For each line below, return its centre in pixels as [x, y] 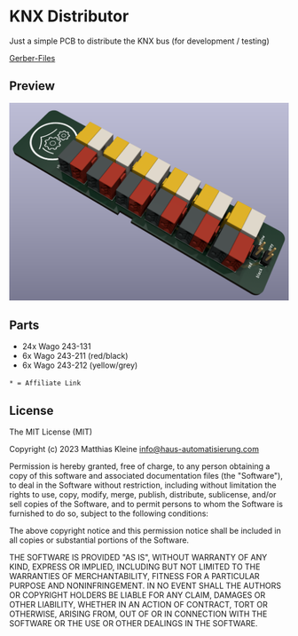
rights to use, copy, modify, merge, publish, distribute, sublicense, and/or [143, 495]
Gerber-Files [32, 58]
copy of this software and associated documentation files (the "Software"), [146, 476]
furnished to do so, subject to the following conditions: [109, 513]
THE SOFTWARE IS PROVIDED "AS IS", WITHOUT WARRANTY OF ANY [138, 558]
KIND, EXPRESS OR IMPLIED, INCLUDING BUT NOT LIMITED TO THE [135, 567]
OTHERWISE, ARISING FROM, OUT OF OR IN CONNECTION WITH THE [138, 614]
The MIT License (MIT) [51, 432]
